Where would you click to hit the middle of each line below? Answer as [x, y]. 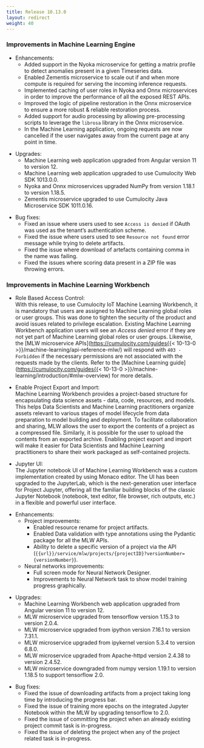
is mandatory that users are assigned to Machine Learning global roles [103, 310]
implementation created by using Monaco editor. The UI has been [97, 477]
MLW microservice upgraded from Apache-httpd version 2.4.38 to [107, 655]
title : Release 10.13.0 [36, 12]
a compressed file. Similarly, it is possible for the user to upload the [99, 432]
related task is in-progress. [58, 738]
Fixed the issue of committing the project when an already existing [107, 719]
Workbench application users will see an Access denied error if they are [105, 330]
